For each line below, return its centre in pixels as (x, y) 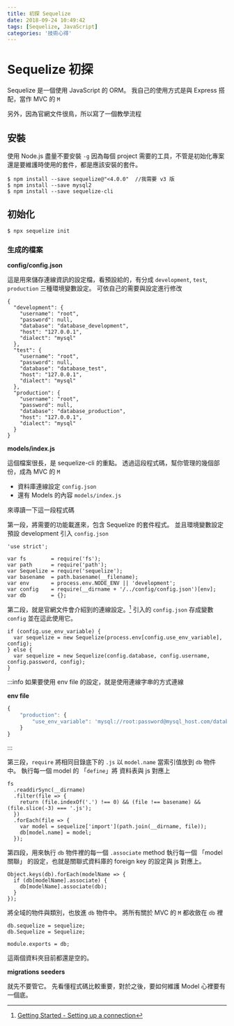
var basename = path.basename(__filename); (73, 577)
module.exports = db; (39, 945)
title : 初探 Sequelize (39, 14)
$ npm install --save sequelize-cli (60, 192)
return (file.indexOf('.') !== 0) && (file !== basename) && (110, 802)
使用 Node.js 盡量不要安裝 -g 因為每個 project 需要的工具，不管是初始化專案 (116, 156)
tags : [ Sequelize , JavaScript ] (53, 26)
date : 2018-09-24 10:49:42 (46, 20)
